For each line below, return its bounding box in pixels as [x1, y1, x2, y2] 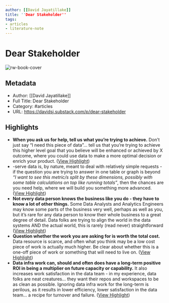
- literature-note [5, 26, 44, 31]
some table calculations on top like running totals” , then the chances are [12, 179, 164, 186]
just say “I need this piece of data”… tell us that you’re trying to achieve [12, 142, 160, 148]
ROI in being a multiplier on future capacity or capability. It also [12, 265, 147, 271]
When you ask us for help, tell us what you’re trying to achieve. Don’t [12, 137, 160, 143]
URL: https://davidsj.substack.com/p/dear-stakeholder [12, 108, 126, 114]
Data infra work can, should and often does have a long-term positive [12, 260, 161, 266]
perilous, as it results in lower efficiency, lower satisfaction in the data [12, 286, 157, 292]
